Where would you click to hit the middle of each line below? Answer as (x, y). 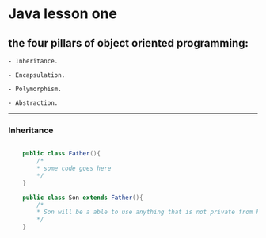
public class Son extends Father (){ (83, 198)
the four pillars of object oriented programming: (129, 43)
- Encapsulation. (37, 75)
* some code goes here (74, 169)
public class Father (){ (62, 154)
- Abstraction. (33, 103)
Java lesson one (63, 14)
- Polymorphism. (35, 89)
